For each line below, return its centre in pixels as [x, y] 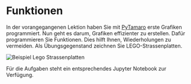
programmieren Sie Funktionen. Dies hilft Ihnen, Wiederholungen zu [89, 39]
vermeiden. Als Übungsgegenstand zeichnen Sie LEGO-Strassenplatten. [94, 46]
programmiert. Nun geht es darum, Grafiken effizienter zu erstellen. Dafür [96, 33]
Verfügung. [20, 75]
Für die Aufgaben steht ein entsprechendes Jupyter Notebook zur [86, 68]
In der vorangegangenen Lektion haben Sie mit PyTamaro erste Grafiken [94, 27]
